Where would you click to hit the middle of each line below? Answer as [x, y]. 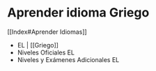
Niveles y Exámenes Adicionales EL [68, 59]
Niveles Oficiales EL [46, 52]
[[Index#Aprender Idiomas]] [47, 32]
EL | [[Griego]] [38, 45]
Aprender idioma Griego [78, 13]
